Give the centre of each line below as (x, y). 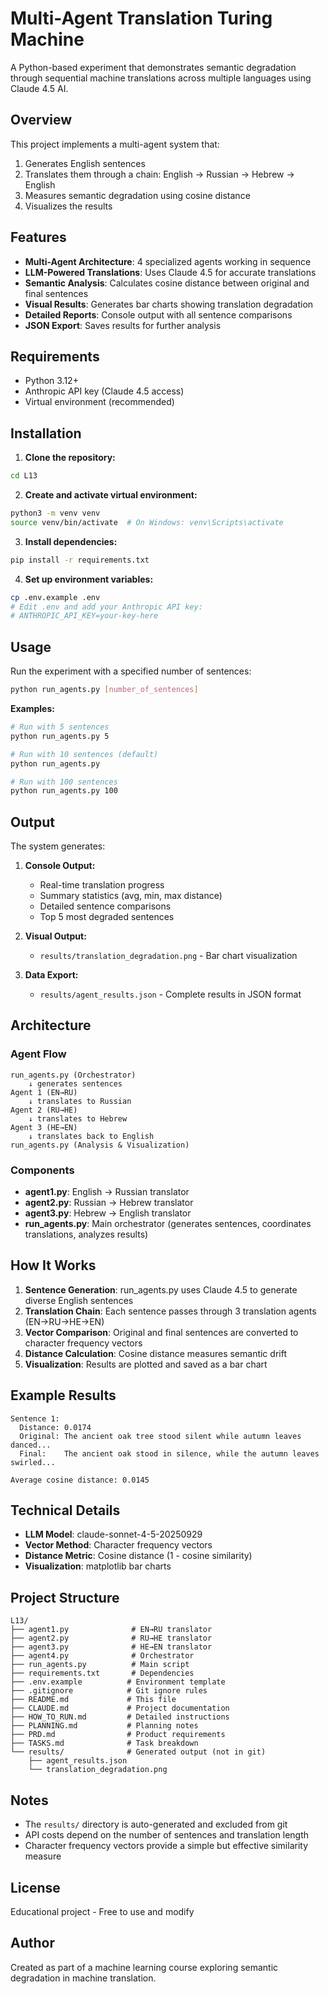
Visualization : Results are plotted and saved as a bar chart (146, 1364)
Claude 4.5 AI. (39, 88)
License (35, 1887)
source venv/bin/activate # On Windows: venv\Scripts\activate (147, 522)
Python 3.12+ (51, 381)
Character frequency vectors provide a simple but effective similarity (166, 1846)
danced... (31, 1445)
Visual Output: (55, 936)
